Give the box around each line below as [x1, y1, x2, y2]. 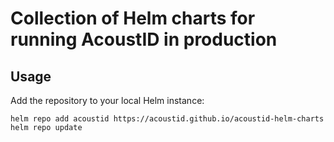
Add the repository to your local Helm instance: [10, 95, 205, 106]
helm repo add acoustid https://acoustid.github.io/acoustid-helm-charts [10, 114, 325, 124]
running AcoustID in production [10, 28, 278, 51]
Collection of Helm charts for [10, 7, 256, 30]
